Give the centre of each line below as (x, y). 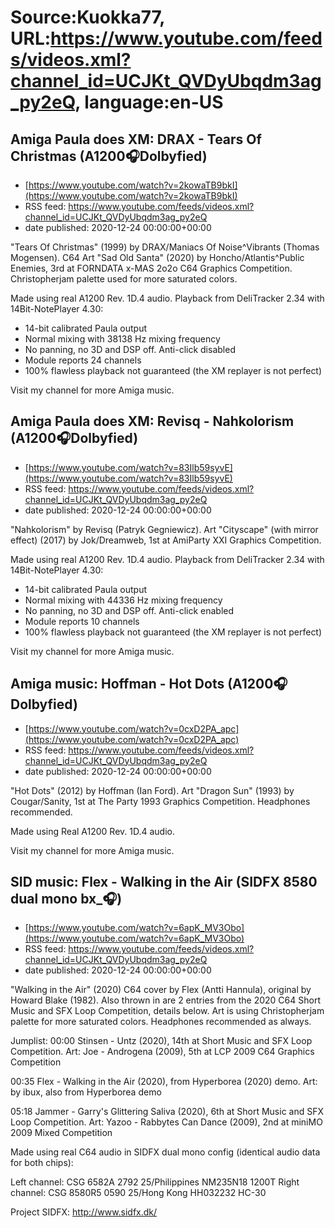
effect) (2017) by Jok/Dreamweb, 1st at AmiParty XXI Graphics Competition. (166, 540)
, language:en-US (149, 102)
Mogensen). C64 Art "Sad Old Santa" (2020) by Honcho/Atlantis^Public (157, 257)
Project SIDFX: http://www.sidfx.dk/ (84, 1212)
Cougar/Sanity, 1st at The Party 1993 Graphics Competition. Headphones (160, 801)
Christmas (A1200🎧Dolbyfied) (109, 156)
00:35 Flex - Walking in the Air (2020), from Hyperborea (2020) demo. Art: (164, 1082)
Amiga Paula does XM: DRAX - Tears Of (136, 139)
